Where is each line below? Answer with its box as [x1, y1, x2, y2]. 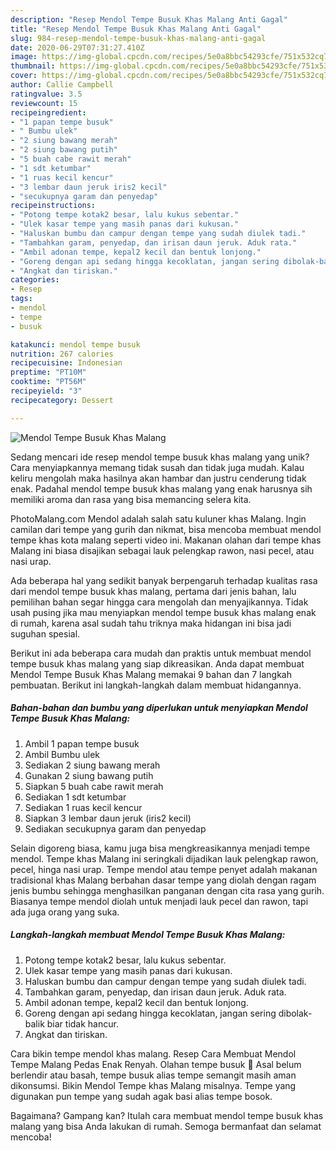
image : [10, 52, 38, 62]
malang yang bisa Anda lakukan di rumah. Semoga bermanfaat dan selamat [10, 1120, 322, 1132]
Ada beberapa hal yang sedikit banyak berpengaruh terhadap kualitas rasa [10, 574, 318, 586]
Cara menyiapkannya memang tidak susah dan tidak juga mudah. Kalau [10, 461, 305, 473]
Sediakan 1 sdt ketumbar [24, 791, 127, 803]
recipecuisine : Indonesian [10, 358, 123, 368]
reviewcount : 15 [10, 98, 78, 108]
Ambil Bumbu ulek [24, 748, 101, 760]
